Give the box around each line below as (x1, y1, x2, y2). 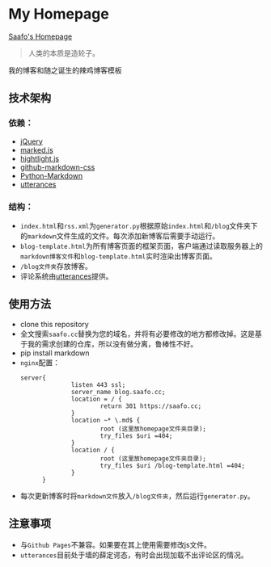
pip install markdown (19, 348, 90, 358)
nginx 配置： (19, 357, 61, 367)
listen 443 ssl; (71, 380, 126, 388)
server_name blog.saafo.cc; (71, 388, 166, 396)
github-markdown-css (19, 162, 95, 172)
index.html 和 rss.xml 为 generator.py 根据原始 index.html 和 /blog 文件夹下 (19, 220, 258, 230)
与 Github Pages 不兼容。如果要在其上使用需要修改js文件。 (19, 540, 212, 549)
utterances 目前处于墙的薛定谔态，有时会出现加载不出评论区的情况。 (19, 550, 248, 560)
